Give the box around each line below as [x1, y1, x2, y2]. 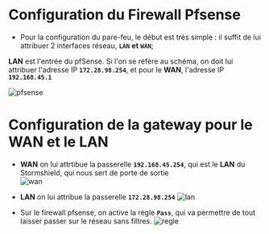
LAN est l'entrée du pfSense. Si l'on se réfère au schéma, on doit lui [8, 56, 234, 66]
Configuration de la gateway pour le [8, 116, 253, 134]
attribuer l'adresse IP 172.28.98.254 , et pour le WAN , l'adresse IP [8, 64, 224, 74]
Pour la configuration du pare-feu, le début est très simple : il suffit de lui [19, 32, 262, 42]
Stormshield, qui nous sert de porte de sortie [19, 167, 169, 178]
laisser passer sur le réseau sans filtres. [19, 216, 152, 226]
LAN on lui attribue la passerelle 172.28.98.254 [19, 191, 176, 202]
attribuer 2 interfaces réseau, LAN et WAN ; [19, 40, 154, 50]
